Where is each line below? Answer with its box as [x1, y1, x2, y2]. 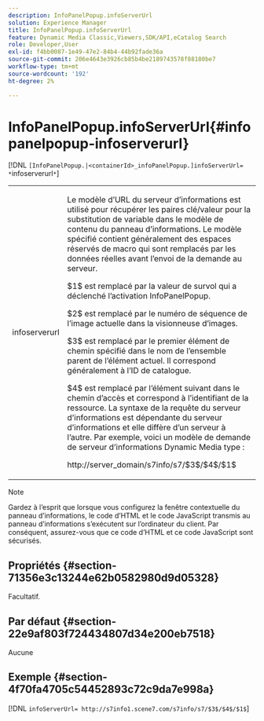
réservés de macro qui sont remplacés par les [67, 243, 236, 254]
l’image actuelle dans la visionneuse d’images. [67, 318, 238, 329]
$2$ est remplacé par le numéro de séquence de [67, 308, 247, 319]
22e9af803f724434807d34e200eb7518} [8, 627, 216, 640]
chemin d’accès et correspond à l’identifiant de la [67, 393, 249, 404]
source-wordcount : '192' [8, 70, 90, 78]
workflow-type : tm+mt [8, 63, 79, 71]
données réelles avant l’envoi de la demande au [67, 253, 242, 264]
